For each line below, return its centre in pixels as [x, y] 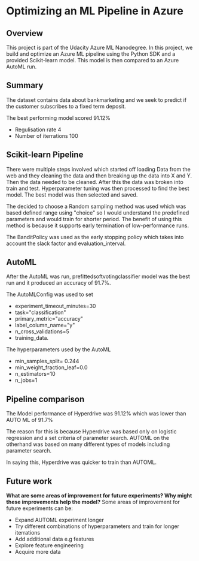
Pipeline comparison [45, 399]
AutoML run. [22, 67]
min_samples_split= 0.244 [47, 361]
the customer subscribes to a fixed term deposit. [66, 106]
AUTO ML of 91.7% [30, 420]
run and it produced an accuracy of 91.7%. [59, 283]
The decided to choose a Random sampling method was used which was [96, 206]
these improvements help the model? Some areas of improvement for [93, 502]
